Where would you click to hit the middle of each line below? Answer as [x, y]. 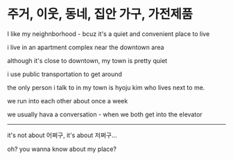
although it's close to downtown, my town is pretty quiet [87, 60]
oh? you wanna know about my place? [62, 149]
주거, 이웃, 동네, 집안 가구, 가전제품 [100, 14]
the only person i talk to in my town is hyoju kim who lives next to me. [106, 87]
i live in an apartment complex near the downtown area [86, 47]
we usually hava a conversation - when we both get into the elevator [105, 114]
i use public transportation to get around [65, 74]
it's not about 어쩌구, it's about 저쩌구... [62, 135]
